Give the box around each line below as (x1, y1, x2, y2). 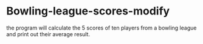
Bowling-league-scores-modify (6, 4, 170, 18)
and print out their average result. (6, 30, 90, 37)
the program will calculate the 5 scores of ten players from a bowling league (6, 24, 197, 31)
